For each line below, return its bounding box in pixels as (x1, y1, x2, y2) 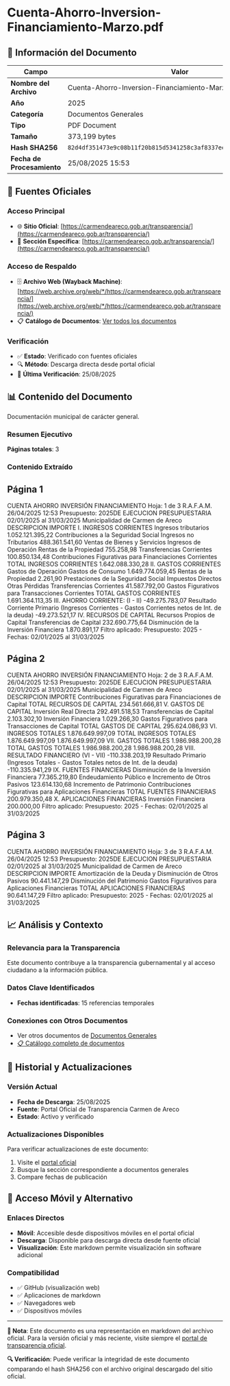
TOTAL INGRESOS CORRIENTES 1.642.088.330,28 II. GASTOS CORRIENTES (7, 560, 221, 569)
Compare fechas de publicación (16, 1173, 107, 1181)
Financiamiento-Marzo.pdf (7, 19, 164, 35)
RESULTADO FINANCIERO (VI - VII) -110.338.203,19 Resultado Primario (7, 751, 207, 759)
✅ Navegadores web (16, 1299, 76, 1307)
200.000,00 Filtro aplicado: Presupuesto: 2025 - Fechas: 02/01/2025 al (7, 802, 208, 810)
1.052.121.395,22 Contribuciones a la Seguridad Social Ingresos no (7, 531, 194, 539)
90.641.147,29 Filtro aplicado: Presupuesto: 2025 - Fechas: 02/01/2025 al (7, 891, 214, 899)
